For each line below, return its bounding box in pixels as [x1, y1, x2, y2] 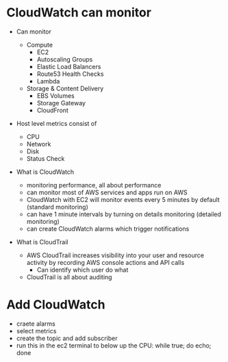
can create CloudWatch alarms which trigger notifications [26, 224, 190, 233]
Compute [26, 40, 53, 49]
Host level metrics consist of [16, 119, 97, 127]
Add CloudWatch [6, 297, 105, 313]
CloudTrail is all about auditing [26, 272, 112, 281]
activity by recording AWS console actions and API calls [26, 258, 185, 266]
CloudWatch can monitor [6, 5, 152, 21]
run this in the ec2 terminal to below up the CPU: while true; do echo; [16, 341, 212, 350]
